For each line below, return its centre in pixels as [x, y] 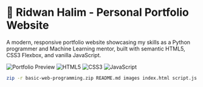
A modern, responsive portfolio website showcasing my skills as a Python [98, 42]
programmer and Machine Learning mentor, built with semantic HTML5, [96, 49]
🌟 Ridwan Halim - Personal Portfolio [98, 12]
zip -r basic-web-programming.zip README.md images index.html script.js [102, 78]
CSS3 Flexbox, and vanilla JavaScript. [54, 55]
